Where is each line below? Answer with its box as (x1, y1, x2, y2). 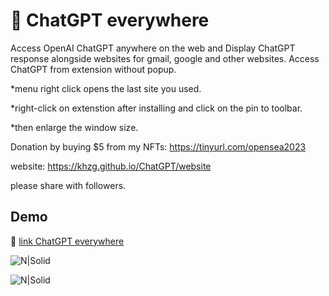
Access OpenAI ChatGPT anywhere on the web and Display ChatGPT (10, 42, 296, 54)
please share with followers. (10, 179, 127, 191)
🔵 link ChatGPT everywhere (10, 235, 125, 247)
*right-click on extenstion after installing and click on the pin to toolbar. (10, 102, 303, 114)
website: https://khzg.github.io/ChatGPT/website (10, 160, 212, 172)
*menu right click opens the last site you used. (10, 82, 202, 94)
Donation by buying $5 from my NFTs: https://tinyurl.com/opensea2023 (10, 140, 307, 153)
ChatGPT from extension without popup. (10, 63, 177, 75)
